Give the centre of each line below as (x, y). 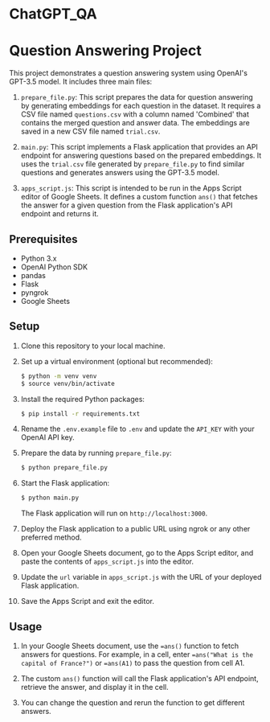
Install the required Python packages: (83, 399)
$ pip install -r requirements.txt (80, 414)
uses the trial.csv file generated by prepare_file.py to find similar (133, 164)
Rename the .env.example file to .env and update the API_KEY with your (138, 429)
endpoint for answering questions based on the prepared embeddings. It (141, 156)
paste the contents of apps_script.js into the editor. (107, 562)
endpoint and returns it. (59, 214)
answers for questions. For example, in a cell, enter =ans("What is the (137, 654)
